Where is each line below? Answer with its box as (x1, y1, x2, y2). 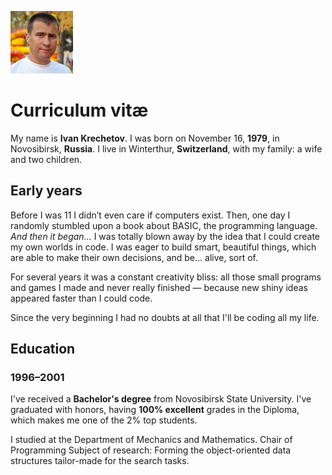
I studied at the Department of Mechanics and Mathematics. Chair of (10, 434, 293, 446)
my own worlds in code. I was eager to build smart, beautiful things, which (10, 241, 317, 253)
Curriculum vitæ (10, 99, 149, 122)
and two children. (10, 153, 83, 165)
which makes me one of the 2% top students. (10, 414, 198, 426)
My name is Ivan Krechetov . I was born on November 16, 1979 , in (10, 132, 280, 144)
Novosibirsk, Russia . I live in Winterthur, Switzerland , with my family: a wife (10, 142, 323, 155)
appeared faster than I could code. (10, 292, 153, 304)
